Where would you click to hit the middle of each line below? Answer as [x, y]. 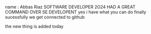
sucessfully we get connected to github [45, 17]
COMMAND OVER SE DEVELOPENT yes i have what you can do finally [76, 12]
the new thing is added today [34, 26]
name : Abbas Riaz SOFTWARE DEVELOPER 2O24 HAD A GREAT [70, 7]
